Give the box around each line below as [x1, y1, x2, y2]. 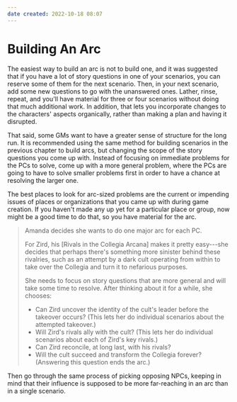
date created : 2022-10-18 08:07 [7, 10, 103, 18]
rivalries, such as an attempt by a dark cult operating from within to [24, 255, 221, 263]
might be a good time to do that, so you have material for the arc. [7, 212, 197, 220]
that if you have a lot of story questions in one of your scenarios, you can [7, 72, 221, 80]
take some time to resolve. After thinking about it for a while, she [24, 284, 213, 292]
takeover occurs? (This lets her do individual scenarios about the [35, 313, 224, 321]
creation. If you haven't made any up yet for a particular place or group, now [7, 205, 230, 213]
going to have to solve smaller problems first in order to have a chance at [7, 168, 221, 177]
